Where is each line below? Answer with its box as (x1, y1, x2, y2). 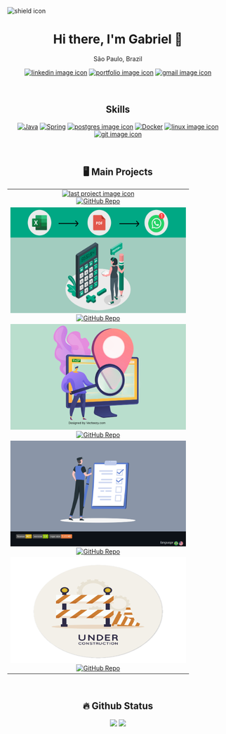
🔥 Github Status (82, 700, 154, 712)
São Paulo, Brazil (93, 54, 142, 63)
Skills (105, 104, 131, 116)
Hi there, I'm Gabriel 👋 (53, 32, 183, 47)
